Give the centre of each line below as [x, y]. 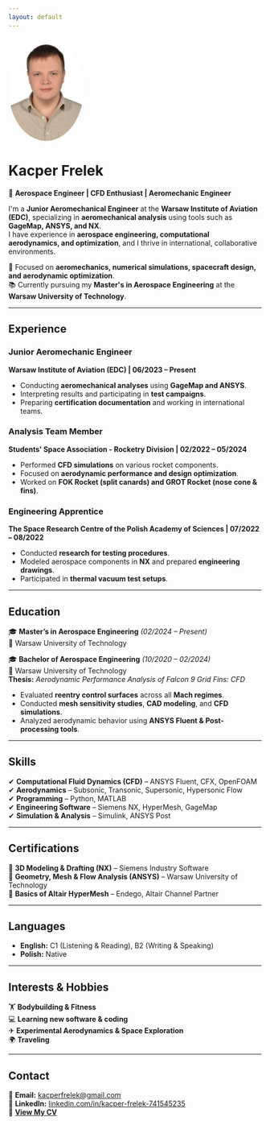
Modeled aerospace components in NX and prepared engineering [130, 562]
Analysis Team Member [55, 432]
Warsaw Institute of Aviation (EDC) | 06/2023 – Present [102, 370]
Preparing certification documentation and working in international [132, 402]
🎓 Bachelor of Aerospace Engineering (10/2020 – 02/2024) [110, 659]
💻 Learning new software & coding [68, 1020]
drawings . [37, 570]
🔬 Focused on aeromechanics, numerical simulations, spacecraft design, [132, 267]
